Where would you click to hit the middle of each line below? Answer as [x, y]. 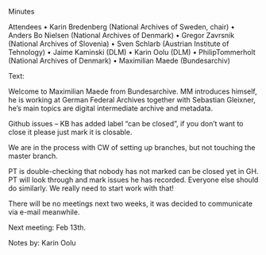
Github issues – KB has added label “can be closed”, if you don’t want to [126, 124]
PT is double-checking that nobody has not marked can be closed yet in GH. [133, 171]
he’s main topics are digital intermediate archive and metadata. [110, 108]
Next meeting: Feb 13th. [47, 227]
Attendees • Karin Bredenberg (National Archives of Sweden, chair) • [122, 27]
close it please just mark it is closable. [70, 132]
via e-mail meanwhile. [44, 212]
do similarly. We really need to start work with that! [91, 188]
